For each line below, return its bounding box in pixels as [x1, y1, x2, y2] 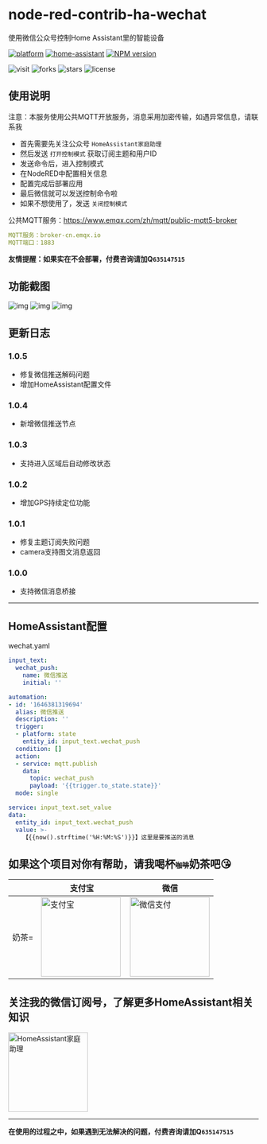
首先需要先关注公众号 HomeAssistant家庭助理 [19, 138, 162, 148]
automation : [8, 693, 48, 701]
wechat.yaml [8, 641, 50, 651]
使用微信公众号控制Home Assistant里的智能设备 [8, 33, 164, 42]
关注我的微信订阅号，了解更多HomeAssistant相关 [8, 995, 253, 1009]
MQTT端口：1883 [8, 239, 55, 247]
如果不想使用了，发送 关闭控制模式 [19, 198, 128, 208]
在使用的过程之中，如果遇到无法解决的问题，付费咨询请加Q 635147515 [8, 1127, 234, 1137]
